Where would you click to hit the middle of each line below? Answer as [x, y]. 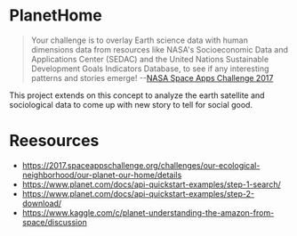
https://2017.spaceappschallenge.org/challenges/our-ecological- [141, 165]
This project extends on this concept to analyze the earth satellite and [137, 95]
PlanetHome [56, 16]
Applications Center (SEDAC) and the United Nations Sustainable [150, 59]
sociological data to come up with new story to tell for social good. [131, 104]
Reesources [54, 141]
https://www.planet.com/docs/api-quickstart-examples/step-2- [138, 193]
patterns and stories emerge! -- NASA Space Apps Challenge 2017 [152, 77]
